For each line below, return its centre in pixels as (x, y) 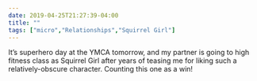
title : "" (25, 23)
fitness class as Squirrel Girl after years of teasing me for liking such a (123, 61)
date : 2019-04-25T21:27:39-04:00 (63, 15)
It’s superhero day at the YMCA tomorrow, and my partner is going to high (129, 53)
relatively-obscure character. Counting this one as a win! (100, 69)
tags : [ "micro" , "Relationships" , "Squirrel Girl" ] (92, 30)
